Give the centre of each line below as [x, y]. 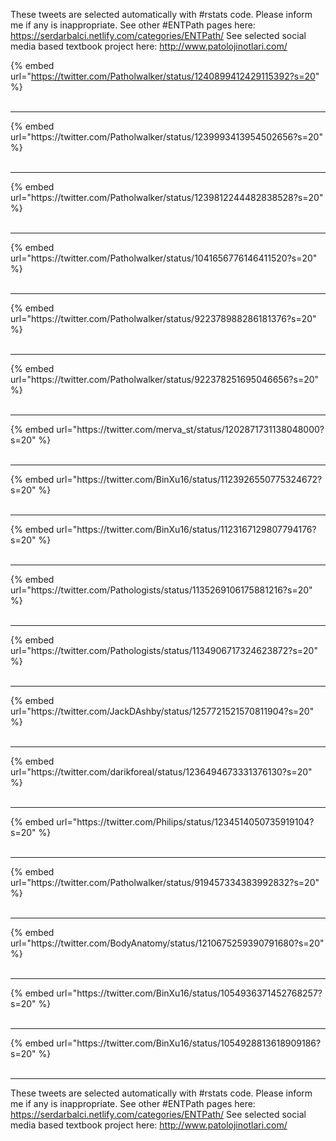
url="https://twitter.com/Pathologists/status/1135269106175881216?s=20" [161, 590]
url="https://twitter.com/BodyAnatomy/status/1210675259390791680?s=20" [167, 943]
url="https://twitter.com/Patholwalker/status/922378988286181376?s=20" [163, 318]
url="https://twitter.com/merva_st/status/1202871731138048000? [190, 429]
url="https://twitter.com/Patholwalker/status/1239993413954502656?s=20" [166, 137]
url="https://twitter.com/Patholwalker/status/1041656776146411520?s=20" [164, 258]
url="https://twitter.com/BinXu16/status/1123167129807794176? [186, 529]
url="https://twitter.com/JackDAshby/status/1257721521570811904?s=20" [162, 711]
